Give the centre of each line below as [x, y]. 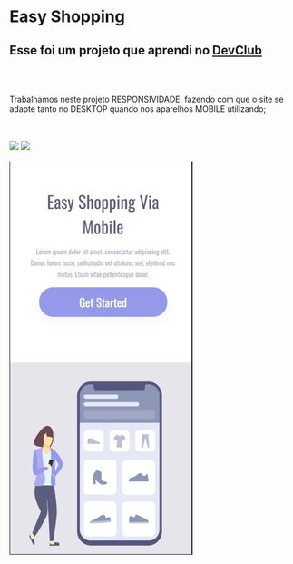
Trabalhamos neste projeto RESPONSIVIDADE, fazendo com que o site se [146, 99]
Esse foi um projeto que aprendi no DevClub [136, 50]
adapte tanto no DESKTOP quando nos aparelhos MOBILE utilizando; [138, 109]
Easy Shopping [67, 17]
